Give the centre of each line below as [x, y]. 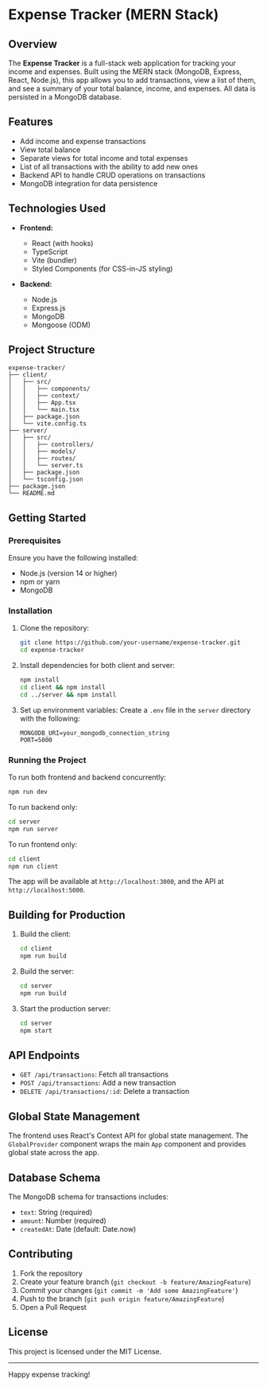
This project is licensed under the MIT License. [85, 1351]
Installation [31, 611]
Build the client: [45, 934]
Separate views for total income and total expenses [104, 158]
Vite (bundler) [54, 260]
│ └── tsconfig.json [46, 479]
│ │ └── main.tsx [44, 410]
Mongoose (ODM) [61, 325]
